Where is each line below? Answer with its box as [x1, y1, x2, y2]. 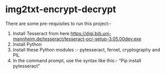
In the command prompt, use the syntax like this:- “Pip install [12, 57, 141, 63]
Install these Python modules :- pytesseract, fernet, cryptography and [12, 46, 160, 53]
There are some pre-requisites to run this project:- [5, 20, 112, 27]
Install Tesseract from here [12, 30, 70, 36]
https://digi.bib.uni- [70, 30, 111, 36]
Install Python [12, 41, 42, 47]
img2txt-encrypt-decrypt [5, 4, 116, 15]
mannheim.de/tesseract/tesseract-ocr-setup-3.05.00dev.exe [12, 36, 142, 42]
